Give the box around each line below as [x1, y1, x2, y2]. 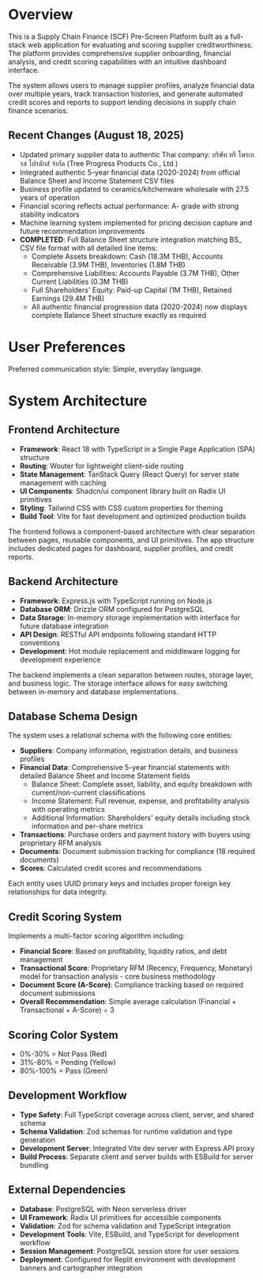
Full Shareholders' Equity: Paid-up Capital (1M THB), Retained [31, 285, 232, 294]
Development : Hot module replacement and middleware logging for [19, 646, 241, 655]
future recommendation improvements [19, 226, 145, 236]
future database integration [19, 621, 109, 630]
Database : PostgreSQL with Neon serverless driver [19, 1204, 187, 1214]
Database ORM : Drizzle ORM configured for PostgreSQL [19, 604, 204, 614]
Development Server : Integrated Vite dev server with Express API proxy [19, 1143, 255, 1153]
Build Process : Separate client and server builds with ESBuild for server [19, 1152, 254, 1161]
